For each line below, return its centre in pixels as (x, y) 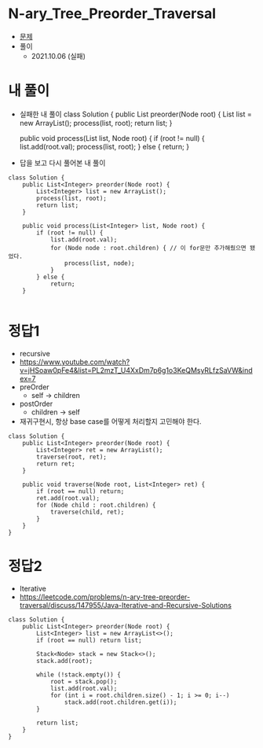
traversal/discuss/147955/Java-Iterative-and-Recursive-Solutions (125, 605)
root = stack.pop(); (84, 681)
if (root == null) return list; (89, 640)
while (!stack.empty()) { (79, 674)
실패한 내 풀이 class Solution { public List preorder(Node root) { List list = (136, 114)
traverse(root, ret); (72, 457)
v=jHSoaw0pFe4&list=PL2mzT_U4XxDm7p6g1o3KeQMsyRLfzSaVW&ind (136, 370)
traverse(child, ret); (87, 512)
